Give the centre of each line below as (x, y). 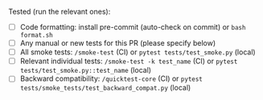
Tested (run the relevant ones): (60, 12)
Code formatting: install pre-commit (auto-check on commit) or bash (133, 27)
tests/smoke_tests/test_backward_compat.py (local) (105, 88)
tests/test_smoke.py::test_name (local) (85, 70)
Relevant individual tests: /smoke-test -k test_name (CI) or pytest (129, 61)
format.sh (37, 35)
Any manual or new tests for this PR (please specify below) (118, 43)
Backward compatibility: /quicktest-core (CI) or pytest (111, 78)
